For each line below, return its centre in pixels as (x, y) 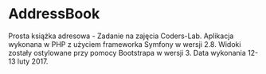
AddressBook (54, 14)
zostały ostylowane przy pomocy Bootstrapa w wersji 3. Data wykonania (127, 53)
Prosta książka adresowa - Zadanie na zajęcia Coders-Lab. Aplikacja (121, 36)
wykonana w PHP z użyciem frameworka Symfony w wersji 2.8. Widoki (125, 44)
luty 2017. (33, 61)
